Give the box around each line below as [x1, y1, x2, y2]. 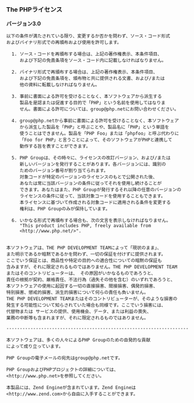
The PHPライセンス [6, 5, 63, 13]
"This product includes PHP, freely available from [19, 223, 151, 229]
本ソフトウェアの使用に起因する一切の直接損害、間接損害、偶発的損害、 [6, 283, 158, 289]
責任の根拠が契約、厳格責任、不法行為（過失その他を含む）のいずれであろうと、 [6, 277, 175, 283]
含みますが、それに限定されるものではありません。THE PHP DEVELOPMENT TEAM [6, 264, 178, 270]
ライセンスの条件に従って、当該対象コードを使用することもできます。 [19, 193, 166, 199]
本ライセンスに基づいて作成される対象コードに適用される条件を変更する [19, 200, 171, 206]
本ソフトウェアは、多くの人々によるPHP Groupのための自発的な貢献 [6, 337, 151, 343]
